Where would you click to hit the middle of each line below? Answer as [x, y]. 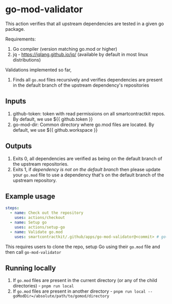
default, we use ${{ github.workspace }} [55, 130]
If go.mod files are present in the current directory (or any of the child [85, 280]
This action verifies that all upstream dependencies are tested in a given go [85, 24]
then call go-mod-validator [33, 252]
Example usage [30, 196]
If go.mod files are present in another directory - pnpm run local [79, 291]
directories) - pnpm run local [43, 286]
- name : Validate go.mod [36, 232]
